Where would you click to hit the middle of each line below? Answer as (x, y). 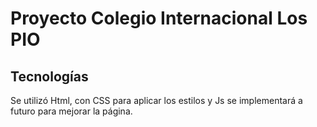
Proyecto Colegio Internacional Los (159, 18)
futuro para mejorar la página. (71, 111)
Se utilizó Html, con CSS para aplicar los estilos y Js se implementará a (156, 100)
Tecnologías (49, 76)
